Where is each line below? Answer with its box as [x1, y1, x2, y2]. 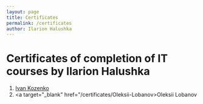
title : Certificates [6, 15, 59, 21]
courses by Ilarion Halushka [6, 65, 150, 79]
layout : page [6, 8, 40, 15]
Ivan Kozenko [15, 85, 50, 92]
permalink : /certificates [6, 20, 72, 26]
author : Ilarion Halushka [6, 25, 72, 32]
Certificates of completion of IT [6, 52, 168, 65]
